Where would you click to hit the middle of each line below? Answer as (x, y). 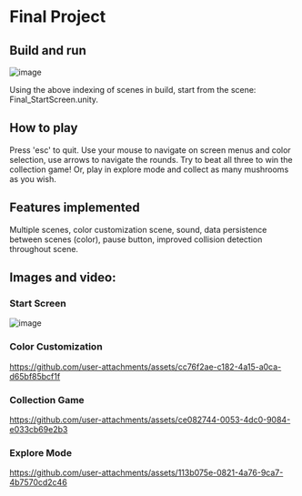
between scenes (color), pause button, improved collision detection (136, 239)
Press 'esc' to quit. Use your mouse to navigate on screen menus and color (150, 150)
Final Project (58, 17)
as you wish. (33, 178)
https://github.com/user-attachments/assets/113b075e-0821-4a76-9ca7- (146, 473)
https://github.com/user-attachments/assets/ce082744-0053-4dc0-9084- (150, 420)
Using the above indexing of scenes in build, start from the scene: (133, 90)
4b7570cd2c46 (39, 482)
